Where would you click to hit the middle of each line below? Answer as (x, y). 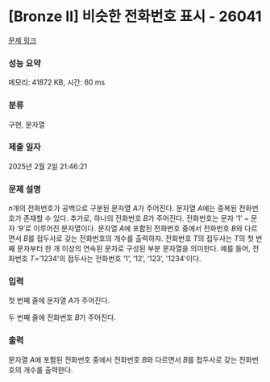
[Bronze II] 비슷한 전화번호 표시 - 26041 (135, 17)
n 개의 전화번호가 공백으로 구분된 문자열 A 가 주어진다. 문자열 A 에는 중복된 (123, 208)
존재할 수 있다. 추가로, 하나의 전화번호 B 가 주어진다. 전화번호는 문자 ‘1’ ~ (136, 218)
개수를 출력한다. (48, 370)
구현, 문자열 (27, 124)
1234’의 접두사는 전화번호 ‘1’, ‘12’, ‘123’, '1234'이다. (121, 259)
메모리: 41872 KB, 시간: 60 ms (57, 82)
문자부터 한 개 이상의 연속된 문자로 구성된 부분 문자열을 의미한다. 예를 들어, (134, 249)
